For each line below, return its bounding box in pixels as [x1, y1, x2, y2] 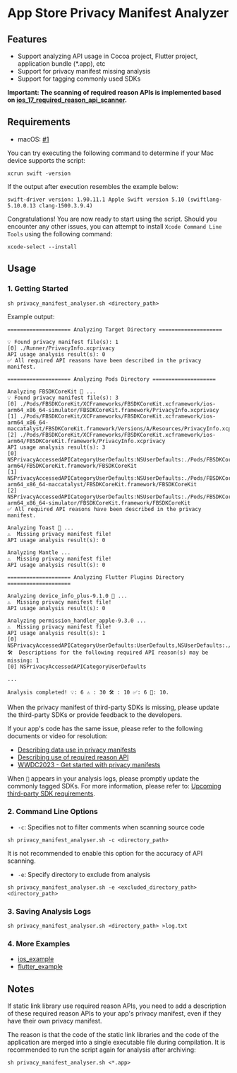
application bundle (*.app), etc [17, 59, 106, 68]
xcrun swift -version [7, 170, 71, 177]
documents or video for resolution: [7, 731, 108, 740]
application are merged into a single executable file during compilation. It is [7, 1038, 226, 1047]
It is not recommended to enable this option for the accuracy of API [7, 849, 203, 857]
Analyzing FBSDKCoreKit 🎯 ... [7, 388, 97, 395]
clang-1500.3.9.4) [38, 202, 93, 210]
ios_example [17, 955, 54, 963]
